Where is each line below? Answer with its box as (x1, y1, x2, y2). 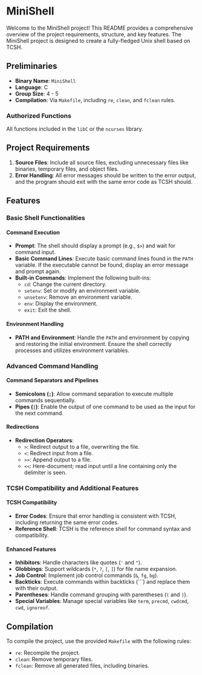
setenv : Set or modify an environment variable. (24, 287, 141, 295)
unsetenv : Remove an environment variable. (24, 293, 132, 301)
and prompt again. (15, 268, 61, 275)
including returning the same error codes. (15, 519, 119, 526)
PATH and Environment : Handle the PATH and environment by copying (15, 334, 189, 341)
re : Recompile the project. (15, 649, 80, 657)
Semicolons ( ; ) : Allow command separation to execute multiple (15, 390, 174, 397)
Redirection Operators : (15, 437, 74, 444)
